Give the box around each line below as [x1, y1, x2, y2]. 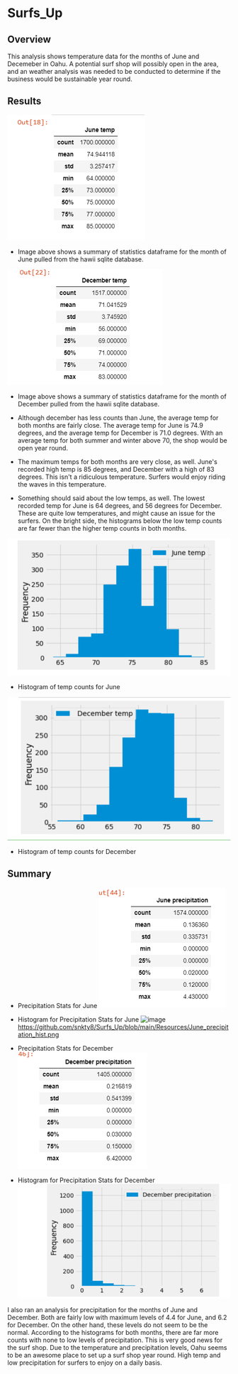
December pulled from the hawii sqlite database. [17, 399, 160, 408]
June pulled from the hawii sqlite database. [17, 254, 144, 264]
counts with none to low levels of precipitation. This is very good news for [7, 1336, 223, 1344]
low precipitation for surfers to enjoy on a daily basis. [7, 1358, 162, 1367]
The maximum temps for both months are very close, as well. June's [17, 457, 217, 466]
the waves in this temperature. [17, 480, 106, 488]
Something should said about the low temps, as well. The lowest [17, 494, 205, 502]
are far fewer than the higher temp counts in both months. [17, 524, 187, 532]
